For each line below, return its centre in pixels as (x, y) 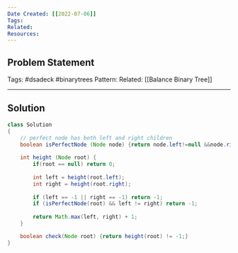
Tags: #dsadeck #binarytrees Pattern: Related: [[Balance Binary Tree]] (110, 79)
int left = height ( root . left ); (79, 177)
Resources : (23, 34)
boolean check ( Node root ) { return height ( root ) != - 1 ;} (104, 236)
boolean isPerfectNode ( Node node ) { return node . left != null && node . (123, 145)
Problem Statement (51, 62)
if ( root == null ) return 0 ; (74, 164)
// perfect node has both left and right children (96, 138)
